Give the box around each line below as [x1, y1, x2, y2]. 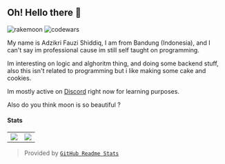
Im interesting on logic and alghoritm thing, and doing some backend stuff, [7, 59, 219, 68]
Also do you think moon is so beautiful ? [7, 101, 121, 109]
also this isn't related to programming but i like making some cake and [7, 66, 206, 74]
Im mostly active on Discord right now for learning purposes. [7, 87, 179, 95]
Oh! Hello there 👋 [7, 7, 81, 19]
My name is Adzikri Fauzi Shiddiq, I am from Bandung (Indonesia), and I [7, 39, 211, 47]
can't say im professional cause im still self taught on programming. [7, 45, 200, 54]
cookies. [7, 74, 32, 82]
